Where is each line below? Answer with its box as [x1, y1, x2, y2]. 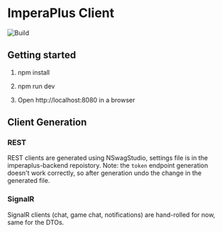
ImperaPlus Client [7, 5, 115, 21]
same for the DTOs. [7, 218, 65, 226]
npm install [17, 68, 50, 76]
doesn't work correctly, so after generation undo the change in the [7, 169, 202, 177]
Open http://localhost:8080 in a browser [17, 95, 135, 104]
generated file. [7, 176, 50, 185]
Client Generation [7, 116, 87, 129]
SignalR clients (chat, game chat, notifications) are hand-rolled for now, [7, 210, 216, 218]
